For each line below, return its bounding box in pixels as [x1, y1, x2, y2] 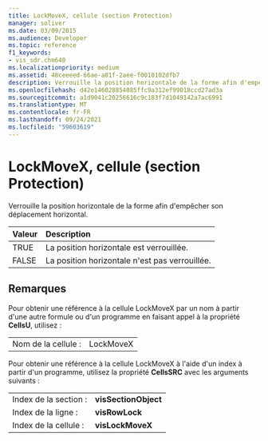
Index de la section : [12, 393, 88, 404]
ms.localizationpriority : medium [8, 64, 120, 72]
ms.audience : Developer [8, 34, 88, 42]
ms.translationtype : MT [8, 101, 88, 109]
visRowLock [94, 407, 142, 418]
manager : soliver [8, 19, 66, 27]
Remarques [8, 282, 67, 296]
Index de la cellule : [12, 419, 85, 431]
